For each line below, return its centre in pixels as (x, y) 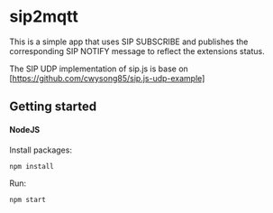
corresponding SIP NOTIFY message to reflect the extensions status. (137, 51)
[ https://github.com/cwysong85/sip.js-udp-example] (107, 78)
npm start (28, 199)
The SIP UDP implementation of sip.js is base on (99, 69)
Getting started (53, 107)
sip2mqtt (44, 17)
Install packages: (41, 150)
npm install (32, 166)
